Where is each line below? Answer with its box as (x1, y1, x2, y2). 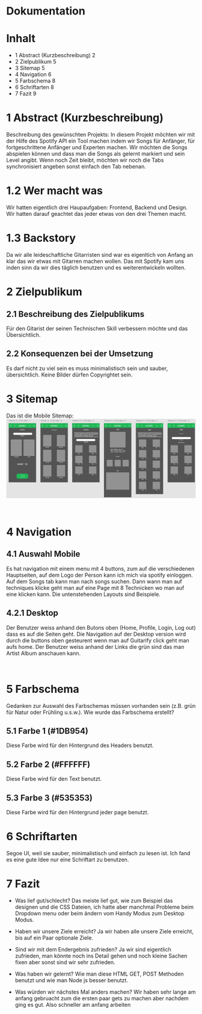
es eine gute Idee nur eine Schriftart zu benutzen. (6, 856, 129, 863)
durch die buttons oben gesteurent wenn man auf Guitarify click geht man (6, 636, 189, 644)
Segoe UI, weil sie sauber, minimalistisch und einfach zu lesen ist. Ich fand (6, 849, 191, 856)
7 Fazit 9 (14, 90, 37, 97)
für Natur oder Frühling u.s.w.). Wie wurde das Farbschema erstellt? (6, 708, 174, 716)
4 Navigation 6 (14, 71, 52, 78)
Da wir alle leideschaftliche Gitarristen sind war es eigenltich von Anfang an (6, 251, 194, 258)
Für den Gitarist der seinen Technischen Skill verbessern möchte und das (6, 325, 188, 332)
